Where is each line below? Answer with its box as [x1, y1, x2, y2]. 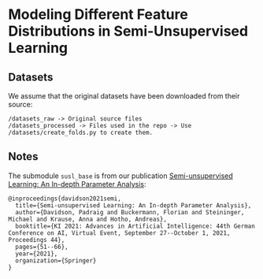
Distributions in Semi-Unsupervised [8, 22, 249, 40]
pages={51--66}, [15, 243, 69, 251]
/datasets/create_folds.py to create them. [8, 128, 154, 136]
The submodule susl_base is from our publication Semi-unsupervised [8, 171, 234, 180]
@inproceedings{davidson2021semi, [8, 195, 122, 203]
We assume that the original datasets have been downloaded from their [8, 91, 240, 100]
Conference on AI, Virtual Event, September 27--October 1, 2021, [8, 229, 231, 237]
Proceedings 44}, [8, 236, 65, 244]
